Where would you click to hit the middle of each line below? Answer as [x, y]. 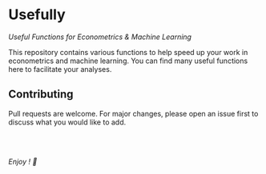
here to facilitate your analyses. [60, 69]
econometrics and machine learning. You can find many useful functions [128, 61]
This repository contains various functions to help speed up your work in [128, 52]
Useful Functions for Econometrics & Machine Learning [100, 37]
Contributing [41, 95]
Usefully [37, 15]
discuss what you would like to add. [67, 122]
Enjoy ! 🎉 [23, 161]
